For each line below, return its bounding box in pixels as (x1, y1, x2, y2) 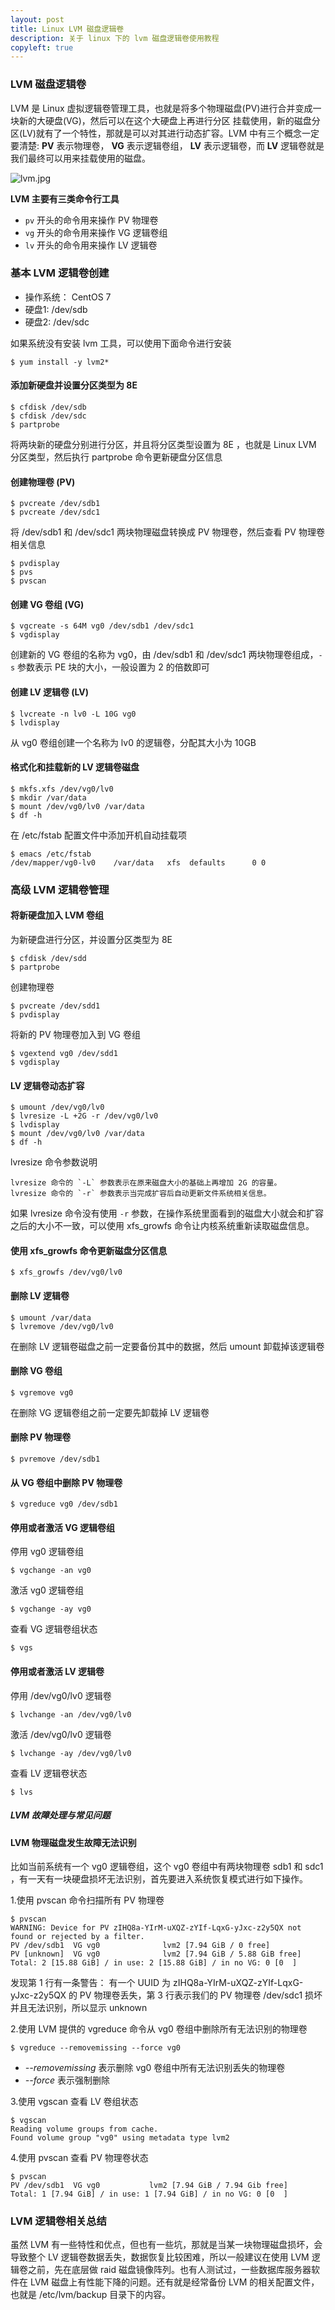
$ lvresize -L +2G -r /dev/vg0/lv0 (10, 1111, 159, 1121)
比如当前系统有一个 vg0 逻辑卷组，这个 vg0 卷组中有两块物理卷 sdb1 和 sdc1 (10, 1861, 324, 1873)
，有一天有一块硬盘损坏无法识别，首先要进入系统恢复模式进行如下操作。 (10, 1873, 308, 1885)
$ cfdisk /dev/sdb (10, 402, 87, 413)
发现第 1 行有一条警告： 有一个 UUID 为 (10, 1977, 172, 1989)
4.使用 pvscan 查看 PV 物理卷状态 (10, 2152, 149, 2164)
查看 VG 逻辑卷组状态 (10, 1623, 98, 1635)
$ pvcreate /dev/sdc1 (10, 507, 101, 518)
